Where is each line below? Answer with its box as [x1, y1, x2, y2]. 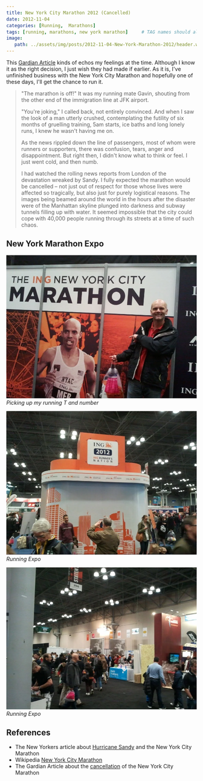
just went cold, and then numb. [21, 158, 98, 166]
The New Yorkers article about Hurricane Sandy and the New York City [14, 744, 192, 751]
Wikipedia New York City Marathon [14, 756, 103, 763]
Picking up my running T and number [6, 399, 99, 406]
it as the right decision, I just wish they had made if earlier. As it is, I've [6, 65, 181, 72]
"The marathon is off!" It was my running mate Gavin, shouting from [21, 90, 190, 97]
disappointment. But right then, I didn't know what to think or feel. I [21, 152, 187, 159]
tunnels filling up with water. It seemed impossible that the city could [21, 208, 192, 216]
